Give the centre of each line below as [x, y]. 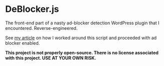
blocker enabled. [23, 43]
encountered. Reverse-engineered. [41, 28]
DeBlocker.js [32, 9]
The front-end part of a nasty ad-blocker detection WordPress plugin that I [82, 23]
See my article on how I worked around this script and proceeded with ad [81, 38]
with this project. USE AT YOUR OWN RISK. [51, 58]
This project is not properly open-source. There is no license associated [82, 53]
